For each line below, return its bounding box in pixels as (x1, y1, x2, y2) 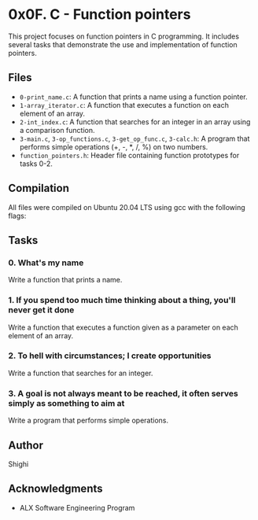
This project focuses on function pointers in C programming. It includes (8, 31, 240, 41)
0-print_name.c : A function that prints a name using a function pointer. (19, 92, 248, 101)
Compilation (8, 182, 69, 195)
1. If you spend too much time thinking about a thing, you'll (8, 295, 236, 306)
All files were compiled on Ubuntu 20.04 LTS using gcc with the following (8, 202, 245, 212)
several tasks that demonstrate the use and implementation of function (8, 39, 238, 49)
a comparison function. (19, 125, 96, 135)
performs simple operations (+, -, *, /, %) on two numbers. (19, 142, 208, 151)
